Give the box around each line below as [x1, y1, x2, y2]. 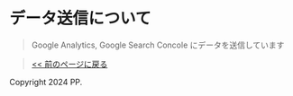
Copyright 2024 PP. [9, 76, 83, 87]
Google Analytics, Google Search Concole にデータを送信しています [31, 39, 285, 50]
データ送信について [9, 8, 151, 29]
